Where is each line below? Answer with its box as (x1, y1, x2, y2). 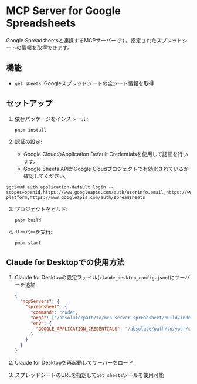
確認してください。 (23, 172, 70, 180)
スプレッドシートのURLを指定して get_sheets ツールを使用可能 (14, 372, 164, 378)
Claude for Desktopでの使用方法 (6, 257, 125, 267)
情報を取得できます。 (21, 44, 73, 51)
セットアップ (6, 99, 53, 109)
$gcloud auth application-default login (6, 184, 107, 190)
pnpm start (14, 240, 42, 246)
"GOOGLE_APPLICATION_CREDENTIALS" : (36, 326, 123, 332)
